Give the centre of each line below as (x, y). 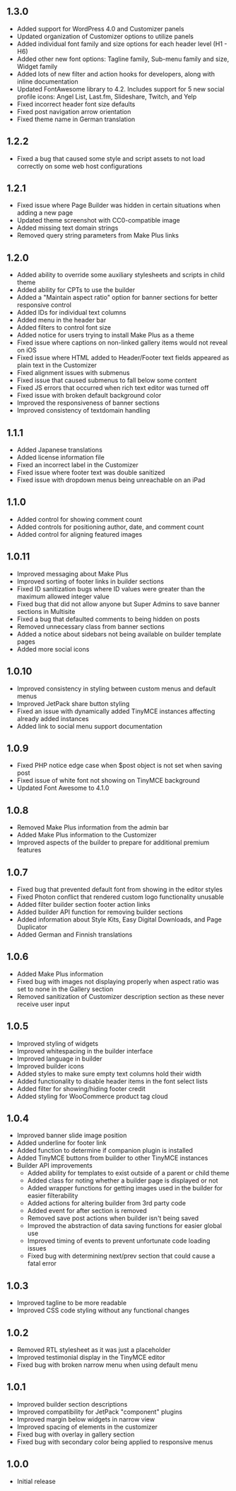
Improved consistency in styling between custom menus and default (116, 688)
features (29, 850)
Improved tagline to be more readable (72, 1303)
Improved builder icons (50, 1066)
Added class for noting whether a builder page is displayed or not (123, 1180)
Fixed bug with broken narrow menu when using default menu (107, 1365)
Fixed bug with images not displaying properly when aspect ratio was (118, 981)
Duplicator (32, 927)
